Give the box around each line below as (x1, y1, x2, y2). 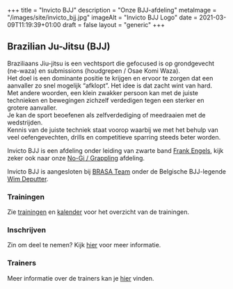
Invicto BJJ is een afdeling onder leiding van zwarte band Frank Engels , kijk (7, 146, 224, 155)
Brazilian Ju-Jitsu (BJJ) (7, 41, 111, 53)
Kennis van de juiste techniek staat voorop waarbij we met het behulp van (7, 125, 219, 134)
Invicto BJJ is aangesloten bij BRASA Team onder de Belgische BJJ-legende (7, 167, 227, 176)
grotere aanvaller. (7, 104, 58, 112)
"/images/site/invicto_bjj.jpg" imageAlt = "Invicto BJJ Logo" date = (7, 13, 198, 22)
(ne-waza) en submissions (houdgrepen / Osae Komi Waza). (7, 66, 181, 75)
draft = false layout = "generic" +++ (62, 21, 166, 28)
